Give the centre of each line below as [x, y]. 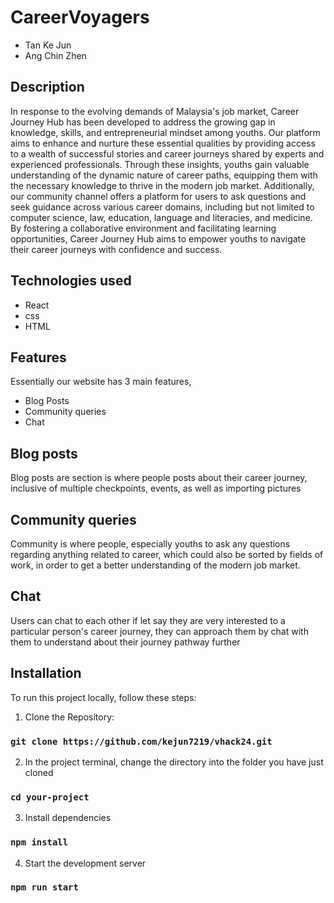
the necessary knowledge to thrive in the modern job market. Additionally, [162, 185]
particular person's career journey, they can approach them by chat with [159, 631]
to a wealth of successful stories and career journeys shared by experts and [167, 153]
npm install [39, 842]
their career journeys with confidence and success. [116, 249]
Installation [46, 673]
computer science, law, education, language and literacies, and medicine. [161, 217]
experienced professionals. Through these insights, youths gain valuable [160, 164]
